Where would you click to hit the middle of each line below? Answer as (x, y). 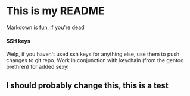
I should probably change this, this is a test (87, 85)
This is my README (56, 11)
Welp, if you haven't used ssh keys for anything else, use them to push (93, 54)
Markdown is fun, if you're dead (45, 27)
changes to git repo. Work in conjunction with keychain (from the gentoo (95, 60)
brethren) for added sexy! (38, 67)
